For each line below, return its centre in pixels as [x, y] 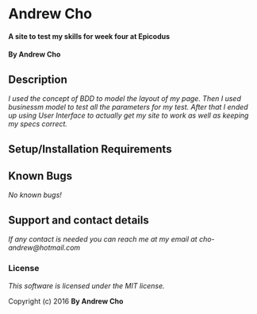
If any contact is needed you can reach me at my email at [103, 239]
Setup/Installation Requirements [90, 149]
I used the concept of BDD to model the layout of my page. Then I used [125, 99]
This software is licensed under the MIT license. [86, 285]
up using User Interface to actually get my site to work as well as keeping [128, 115]
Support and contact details [79, 220]
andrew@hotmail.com [44, 248]
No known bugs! [35, 195]
